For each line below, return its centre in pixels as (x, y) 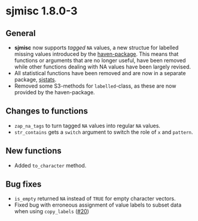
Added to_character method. (50, 165)
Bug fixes (24, 184)
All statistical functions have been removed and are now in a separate (100, 73)
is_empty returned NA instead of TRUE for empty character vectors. (95, 199)
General (21, 33)
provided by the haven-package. (54, 92)
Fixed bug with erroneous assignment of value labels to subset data (98, 205)
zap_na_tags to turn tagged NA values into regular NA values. (87, 126)
